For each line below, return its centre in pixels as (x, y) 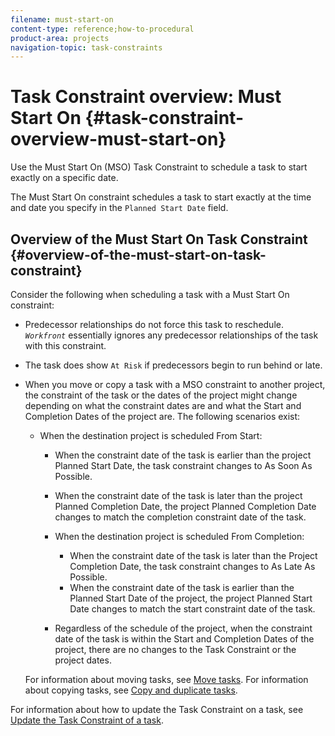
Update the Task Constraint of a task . (87, 720)
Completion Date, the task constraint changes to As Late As (192, 566)
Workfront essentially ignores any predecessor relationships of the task (171, 335)
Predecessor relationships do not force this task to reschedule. (154, 324)
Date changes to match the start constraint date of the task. (192, 609)
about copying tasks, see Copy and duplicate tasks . (131, 690)
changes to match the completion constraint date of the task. (180, 517)
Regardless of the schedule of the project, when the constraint (183, 628)
